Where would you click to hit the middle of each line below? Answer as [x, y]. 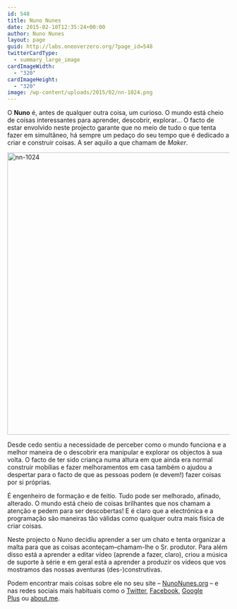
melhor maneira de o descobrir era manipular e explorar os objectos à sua [115, 452]
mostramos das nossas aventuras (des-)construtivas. [85, 569]
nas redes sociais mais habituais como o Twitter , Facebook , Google [105, 591]
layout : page [26, 40]
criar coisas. [25, 526]
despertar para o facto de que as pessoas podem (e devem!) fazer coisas [114, 475]
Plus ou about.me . [34, 598]
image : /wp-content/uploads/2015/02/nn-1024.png [80, 92]
